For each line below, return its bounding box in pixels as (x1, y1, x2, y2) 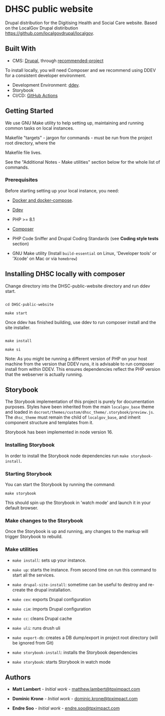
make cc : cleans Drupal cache (12, 615, 72, 621)
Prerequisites (5, 177, 38, 183)
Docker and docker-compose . (12, 197, 73, 203)
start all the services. (12, 572, 55, 578)
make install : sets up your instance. (12, 557, 87, 563)
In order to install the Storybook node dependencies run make (5, 453, 129, 459)
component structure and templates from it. (5, 420, 94, 426)
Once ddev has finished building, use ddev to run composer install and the (5, 319, 156, 325)
